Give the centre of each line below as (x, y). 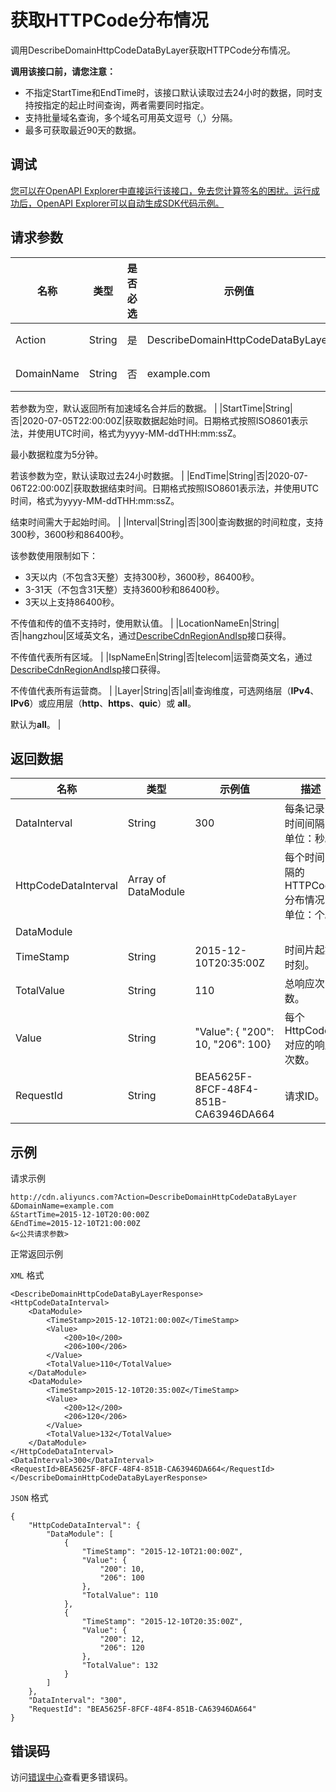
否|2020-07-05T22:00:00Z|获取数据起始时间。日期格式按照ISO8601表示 (159, 420)
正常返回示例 (36, 1254)
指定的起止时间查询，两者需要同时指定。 (126, 105)
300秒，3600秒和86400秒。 (70, 534)
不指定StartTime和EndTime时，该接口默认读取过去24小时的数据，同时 (169, 92)
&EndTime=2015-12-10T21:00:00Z (75, 1224)
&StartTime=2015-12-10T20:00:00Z (80, 1215)
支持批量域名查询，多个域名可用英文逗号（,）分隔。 (131, 117)
